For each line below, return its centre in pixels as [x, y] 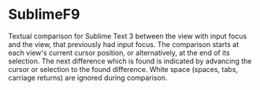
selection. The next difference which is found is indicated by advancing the [130, 61]
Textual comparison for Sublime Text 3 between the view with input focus [128, 36]
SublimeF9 [44, 14]
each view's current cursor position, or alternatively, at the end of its [119, 52]
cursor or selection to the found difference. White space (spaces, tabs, [123, 69]
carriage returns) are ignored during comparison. [88, 77]
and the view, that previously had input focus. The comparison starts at [124, 44]
